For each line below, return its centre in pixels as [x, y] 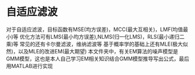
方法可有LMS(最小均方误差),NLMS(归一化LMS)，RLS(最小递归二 [107, 36]
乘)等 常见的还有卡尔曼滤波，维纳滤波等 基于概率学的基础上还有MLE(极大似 [97, 44]
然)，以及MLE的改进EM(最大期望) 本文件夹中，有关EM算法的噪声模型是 [92, 51]
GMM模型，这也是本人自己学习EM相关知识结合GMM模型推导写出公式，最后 [98, 59]
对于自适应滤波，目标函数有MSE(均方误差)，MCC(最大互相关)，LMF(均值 [95, 29]
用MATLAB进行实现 [29, 66]
